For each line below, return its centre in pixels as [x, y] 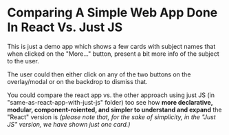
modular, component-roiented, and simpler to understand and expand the [115, 110]
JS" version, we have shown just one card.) [69, 124]
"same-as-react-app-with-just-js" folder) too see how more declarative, [110, 102]
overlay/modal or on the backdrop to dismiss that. [77, 81]
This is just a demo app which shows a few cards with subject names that [111, 46]
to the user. [23, 61]
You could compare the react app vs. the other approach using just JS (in [111, 95]
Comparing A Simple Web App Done [112, 13]
